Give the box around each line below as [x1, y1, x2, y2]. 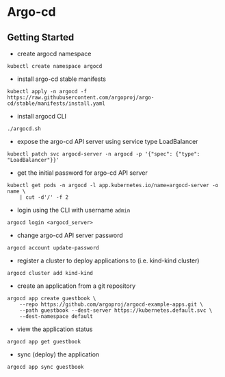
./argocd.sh [7, 125, 41, 132]
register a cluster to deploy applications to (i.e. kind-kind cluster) [16, 256, 200, 265]
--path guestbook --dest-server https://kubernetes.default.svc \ [19, 307, 213, 314]
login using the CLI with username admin [16, 206, 131, 214]
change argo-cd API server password [16, 231, 123, 239]
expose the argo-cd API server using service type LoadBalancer [16, 138, 198, 145]
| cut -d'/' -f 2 [19, 194, 69, 201]
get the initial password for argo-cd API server [16, 169, 148, 177]
